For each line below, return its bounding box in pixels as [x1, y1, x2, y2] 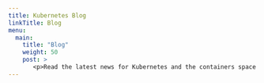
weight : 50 [22, 48, 58, 56]
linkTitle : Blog [8, 19, 62, 27]
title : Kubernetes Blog [8, 11, 87, 20]
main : [15, 33, 34, 42]
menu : [8, 26, 26, 34]
